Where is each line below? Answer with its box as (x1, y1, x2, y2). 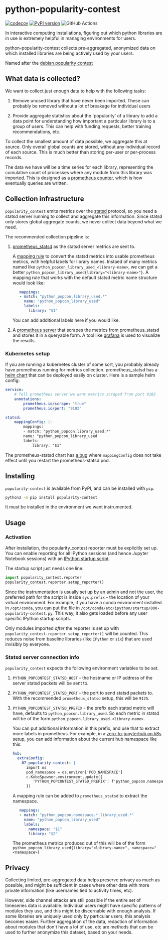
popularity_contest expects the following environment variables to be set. (5, 665, 159, 671)
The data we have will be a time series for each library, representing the (5, 164, 153, 170)
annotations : (14, 396, 42, 401)
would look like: (12, 280, 45, 286)
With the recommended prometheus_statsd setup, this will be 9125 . (12, 695, 149, 701)
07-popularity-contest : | (22, 760, 76, 765)
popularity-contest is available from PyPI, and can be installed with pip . (5, 485, 154, 491)
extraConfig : (17, 756, 45, 761)
